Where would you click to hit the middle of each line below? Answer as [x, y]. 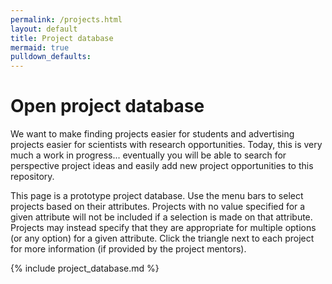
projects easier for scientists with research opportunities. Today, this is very [166, 145]
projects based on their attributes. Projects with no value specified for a [158, 207]
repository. [32, 177]
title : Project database [62, 38]
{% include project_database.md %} [85, 268]
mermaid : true [40, 47]
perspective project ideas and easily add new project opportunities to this [162, 166]
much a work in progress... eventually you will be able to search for [148, 155]
